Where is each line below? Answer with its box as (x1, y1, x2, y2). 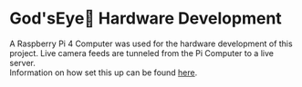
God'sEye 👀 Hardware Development (9, 8, 283, 29)
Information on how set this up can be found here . (9, 67, 198, 78)
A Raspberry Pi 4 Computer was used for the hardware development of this (9, 38, 294, 49)
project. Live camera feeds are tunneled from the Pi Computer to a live (9, 47, 274, 58)
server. (9, 57, 36, 68)
